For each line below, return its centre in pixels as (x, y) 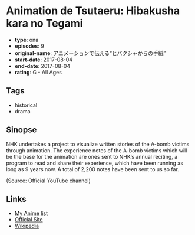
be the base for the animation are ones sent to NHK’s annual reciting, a (92, 156)
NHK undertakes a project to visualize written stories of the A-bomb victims (98, 144)
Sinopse (22, 130)
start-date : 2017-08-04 (43, 60)
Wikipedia (27, 226)
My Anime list (31, 213)
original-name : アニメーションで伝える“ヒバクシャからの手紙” (90, 53)
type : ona (27, 40)
